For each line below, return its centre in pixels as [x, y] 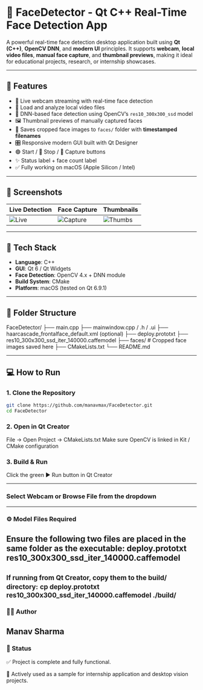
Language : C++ [35, 262]
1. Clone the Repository [41, 393]
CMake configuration [33, 446]
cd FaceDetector [27, 411]
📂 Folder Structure [41, 313]
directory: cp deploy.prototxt [53, 587]
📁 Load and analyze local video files [60, 107]
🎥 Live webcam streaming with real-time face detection [84, 101]
